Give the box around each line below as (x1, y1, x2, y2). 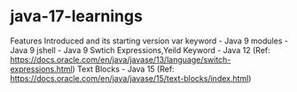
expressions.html (10, 64, 74, 74)
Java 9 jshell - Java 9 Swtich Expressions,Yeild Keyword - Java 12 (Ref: (10, 44, 271, 55)
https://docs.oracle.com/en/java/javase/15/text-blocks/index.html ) (10, 73, 252, 83)
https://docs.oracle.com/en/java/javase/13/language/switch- (10, 54, 231, 65)
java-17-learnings (10, 6, 143, 27)
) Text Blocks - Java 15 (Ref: (72, 64, 176, 74)
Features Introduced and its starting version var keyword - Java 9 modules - (10, 35, 289, 46)
